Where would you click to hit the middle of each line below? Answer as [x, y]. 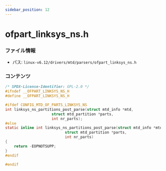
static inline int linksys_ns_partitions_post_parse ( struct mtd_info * [80, 128]
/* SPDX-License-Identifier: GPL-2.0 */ [47, 87]
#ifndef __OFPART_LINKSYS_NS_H [37, 91]
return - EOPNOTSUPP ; [35, 146]
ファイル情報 [21, 50]
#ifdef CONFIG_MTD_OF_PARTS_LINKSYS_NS [46, 105]
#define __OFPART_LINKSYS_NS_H [37, 96]
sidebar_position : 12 [27, 10]
